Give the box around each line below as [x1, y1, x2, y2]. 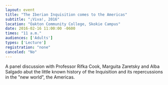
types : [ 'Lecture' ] [5, 40, 46, 45]
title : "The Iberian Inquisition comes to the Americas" [5, 12, 128, 17]
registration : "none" [5, 45, 51, 50]
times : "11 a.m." [5, 31, 42, 36]
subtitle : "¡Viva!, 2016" [5, 17, 60, 22]
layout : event [5, 7, 35, 13]
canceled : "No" [5, 49, 37, 54]
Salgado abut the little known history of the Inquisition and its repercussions [5, 68, 163, 74]
